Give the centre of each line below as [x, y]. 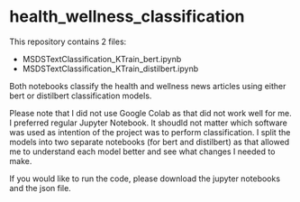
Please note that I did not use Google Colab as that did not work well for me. [150, 113]
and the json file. [41, 188]
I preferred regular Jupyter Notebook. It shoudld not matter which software [149, 123]
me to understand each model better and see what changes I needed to [142, 151]
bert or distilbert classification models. [81, 96]
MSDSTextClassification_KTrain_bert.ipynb [102, 59]
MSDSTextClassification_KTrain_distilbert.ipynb [110, 69]
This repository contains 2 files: [68, 41]
